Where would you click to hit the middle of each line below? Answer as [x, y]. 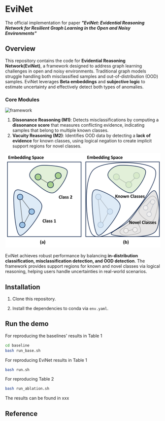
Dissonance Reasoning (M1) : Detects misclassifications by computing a [85, 120]
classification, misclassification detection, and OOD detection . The [75, 261]
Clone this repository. [34, 299]
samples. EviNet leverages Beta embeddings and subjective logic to [75, 81]
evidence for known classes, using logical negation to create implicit [82, 141]
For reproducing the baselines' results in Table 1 [54, 336]
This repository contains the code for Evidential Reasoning [65, 61]
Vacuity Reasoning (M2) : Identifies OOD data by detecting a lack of [82, 136]
